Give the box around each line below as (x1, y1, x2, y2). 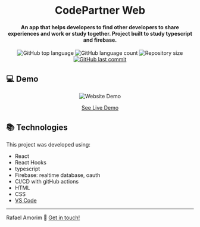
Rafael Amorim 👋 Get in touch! (6, 214, 80, 221)
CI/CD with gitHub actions (14, 178, 79, 185)
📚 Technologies (6, 122, 68, 132)
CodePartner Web (54, 4, 146, 17)
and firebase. (83, 36, 117, 43)
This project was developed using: (6, 141, 90, 148)
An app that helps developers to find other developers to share (20, 23, 180, 30)
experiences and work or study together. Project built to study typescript (8, 30, 192, 37)
